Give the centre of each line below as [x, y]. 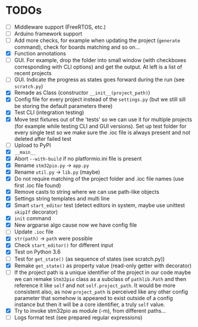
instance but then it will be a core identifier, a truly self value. [89, 304]
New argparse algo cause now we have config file [76, 225]
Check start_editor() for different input [64, 245]
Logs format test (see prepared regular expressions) [78, 317]
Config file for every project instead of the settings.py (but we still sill [100, 100]
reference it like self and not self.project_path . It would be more [95, 285]
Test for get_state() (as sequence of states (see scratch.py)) [89, 259]
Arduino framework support [48, 34]
